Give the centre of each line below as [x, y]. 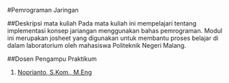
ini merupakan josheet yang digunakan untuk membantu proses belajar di [113, 38]
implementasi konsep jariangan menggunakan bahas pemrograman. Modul [115, 31]
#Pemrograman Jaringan [43, 10]
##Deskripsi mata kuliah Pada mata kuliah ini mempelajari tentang [102, 23]
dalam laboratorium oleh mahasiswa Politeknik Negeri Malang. [97, 45]
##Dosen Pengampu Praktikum [52, 59]
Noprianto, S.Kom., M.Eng [54, 72]
